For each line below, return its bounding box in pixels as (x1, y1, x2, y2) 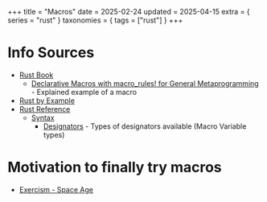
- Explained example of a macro (31, 87, 138, 97)
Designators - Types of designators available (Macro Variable (43, 121, 247, 131)
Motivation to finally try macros (7, 159, 222, 176)
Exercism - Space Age (18, 184, 94, 194)
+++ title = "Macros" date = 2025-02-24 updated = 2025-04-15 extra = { (7, 7, 250, 16)
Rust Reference (18, 104, 71, 113)
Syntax (31, 113, 55, 122)
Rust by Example (18, 96, 76, 105)
